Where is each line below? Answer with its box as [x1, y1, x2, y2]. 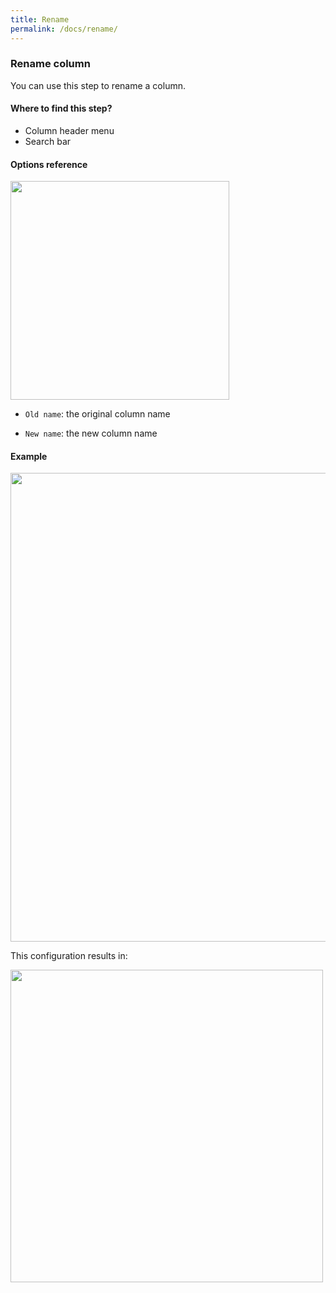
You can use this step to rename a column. [10, 79, 186, 91]
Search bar [24, 136, 72, 147]
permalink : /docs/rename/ [10, 24, 118, 34]
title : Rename [10, 14, 70, 25]
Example [10, 450, 48, 462]
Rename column [10, 57, 91, 71]
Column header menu [24, 125, 115, 136]
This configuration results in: [10, 950, 128, 962]
